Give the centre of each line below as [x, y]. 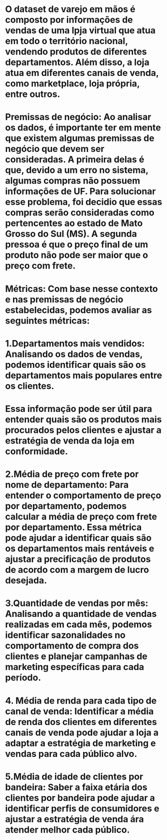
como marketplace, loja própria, [73, 84]
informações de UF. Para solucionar [81, 191]
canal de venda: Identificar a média [80, 711]
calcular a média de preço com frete [81, 517]
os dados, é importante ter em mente [83, 128]
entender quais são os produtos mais [83, 419]
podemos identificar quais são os [76, 365]
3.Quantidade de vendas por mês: [77, 603]
